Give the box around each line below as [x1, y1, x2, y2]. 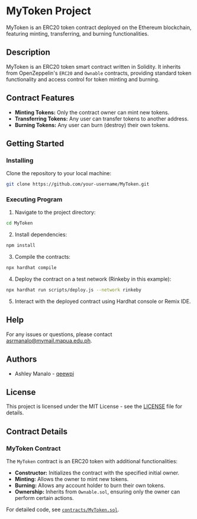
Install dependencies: [14, 231, 67, 238]
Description [6, 48, 50, 58]
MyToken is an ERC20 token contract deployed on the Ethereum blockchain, [6, 24, 192, 31]
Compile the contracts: [14, 254, 71, 261]
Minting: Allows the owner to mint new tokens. [14, 476, 129, 483]
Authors [6, 355, 37, 365]
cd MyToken [6, 220, 33, 226]
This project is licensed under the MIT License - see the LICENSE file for [6, 403, 182, 410]
